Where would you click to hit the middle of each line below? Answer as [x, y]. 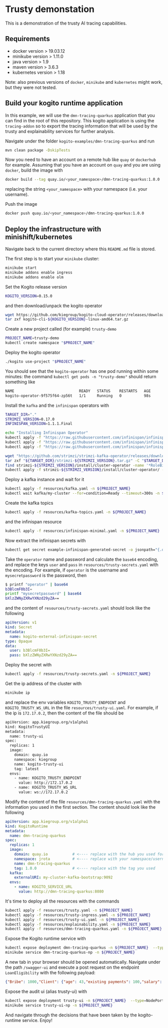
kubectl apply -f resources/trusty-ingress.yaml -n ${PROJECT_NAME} [78, 915]
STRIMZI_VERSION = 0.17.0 [30, 419]
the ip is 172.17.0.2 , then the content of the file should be [64, 713]
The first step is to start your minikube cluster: [52, 259]
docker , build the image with [34, 170]
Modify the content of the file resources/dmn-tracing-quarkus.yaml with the [83, 802]
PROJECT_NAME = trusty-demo [32, 338]
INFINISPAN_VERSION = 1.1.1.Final [39, 424]
